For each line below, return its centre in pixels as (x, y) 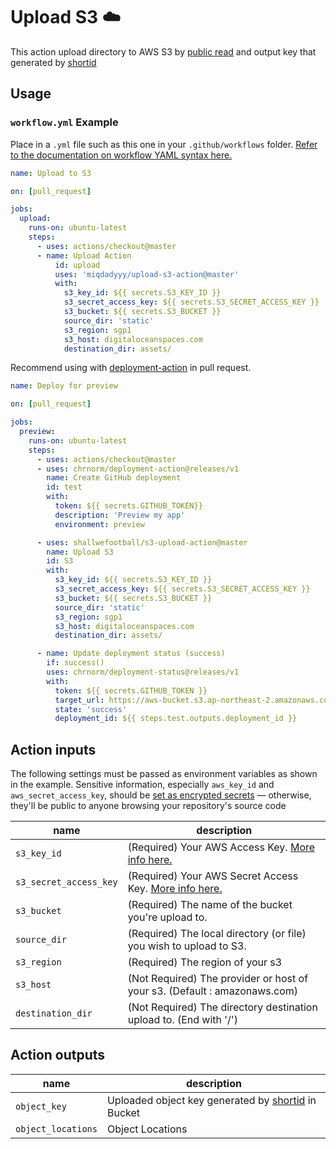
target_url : (79, 700)
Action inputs (53, 749)
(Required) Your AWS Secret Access (213, 876)
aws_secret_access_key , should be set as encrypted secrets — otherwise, (161, 795)
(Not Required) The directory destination (222, 1007)
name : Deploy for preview (64, 386)
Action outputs (58, 1055)
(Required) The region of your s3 (205, 962)
